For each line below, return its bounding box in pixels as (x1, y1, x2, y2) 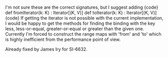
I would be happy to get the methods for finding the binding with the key (5, 20, 155, 26)
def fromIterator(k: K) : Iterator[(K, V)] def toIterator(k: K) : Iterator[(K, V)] (5, 10, 157, 16)
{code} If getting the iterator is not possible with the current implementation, (5, 15, 163, 21)
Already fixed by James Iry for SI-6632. (5, 46, 88, 52)
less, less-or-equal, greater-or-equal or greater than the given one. (5, 26, 145, 32)
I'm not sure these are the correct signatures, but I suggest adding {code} (5, 5, 159, 10)
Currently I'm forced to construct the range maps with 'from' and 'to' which (5, 31, 161, 37)
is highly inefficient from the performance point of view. (5, 36, 121, 42)
